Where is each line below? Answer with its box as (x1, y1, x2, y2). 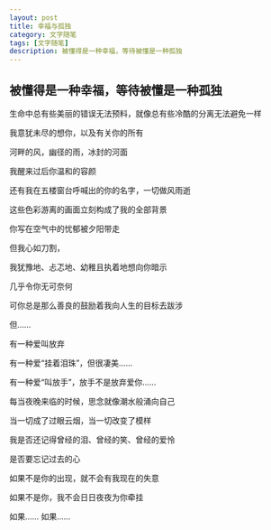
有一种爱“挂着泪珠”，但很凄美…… (9, 358, 133, 368)
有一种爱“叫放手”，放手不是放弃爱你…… (9, 377, 157, 387)
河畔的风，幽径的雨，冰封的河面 (9, 146, 128, 157)
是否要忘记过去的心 (9, 453, 81, 464)
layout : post (9, 13, 59, 23)
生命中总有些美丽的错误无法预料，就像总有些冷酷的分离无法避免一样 (9, 107, 262, 118)
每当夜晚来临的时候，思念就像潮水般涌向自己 (9, 395, 176, 406)
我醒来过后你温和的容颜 (9, 165, 96, 176)
